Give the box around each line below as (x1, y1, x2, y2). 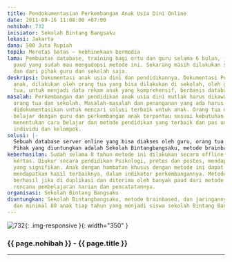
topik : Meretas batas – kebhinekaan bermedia (7, 49, 140, 56)
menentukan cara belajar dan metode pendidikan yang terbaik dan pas (13, 119, 217, 126)
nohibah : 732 (7, 23, 45, 30)
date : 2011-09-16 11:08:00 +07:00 (7, 17, 107, 23)
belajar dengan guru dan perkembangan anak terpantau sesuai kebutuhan (13, 112, 224, 119)
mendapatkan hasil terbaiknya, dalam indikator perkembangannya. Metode (13, 170, 227, 177)
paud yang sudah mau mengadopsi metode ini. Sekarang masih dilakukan (13, 61, 221, 68)
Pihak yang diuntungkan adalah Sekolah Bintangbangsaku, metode (13, 145, 202, 152)
